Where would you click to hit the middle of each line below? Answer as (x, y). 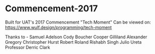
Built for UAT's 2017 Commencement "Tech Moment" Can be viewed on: (78, 22)
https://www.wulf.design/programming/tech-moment (58, 27)
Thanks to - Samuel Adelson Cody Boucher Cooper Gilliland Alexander (76, 37)
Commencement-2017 (52, 9)
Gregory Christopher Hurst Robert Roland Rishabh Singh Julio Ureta (73, 42)
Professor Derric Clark (28, 47)
